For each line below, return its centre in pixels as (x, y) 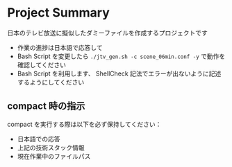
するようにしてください (51, 82)
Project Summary (58, 13)
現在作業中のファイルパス (54, 156)
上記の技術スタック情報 (51, 148)
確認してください (41, 64)
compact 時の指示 (46, 106)
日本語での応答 (39, 139)
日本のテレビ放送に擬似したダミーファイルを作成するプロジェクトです (108, 33)
